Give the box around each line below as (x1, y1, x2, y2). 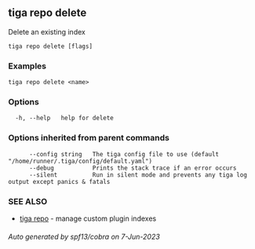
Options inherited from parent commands (8, 133, 170, 144)
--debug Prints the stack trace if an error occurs (28, 164, 237, 172)
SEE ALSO (8, 196, 48, 207)
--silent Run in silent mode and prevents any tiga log (28, 170, 247, 179)
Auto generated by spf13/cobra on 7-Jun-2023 (8, 232, 161, 241)
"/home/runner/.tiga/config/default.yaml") (8, 157, 153, 165)
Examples (8, 60, 47, 71)
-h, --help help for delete (15, 114, 114, 123)
